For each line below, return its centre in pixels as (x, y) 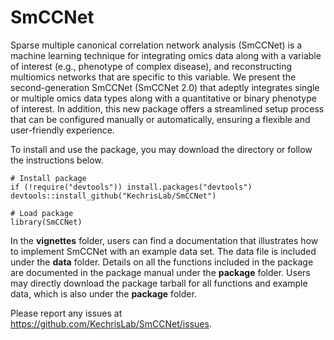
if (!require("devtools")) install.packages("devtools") (131, 187)
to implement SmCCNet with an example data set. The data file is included (163, 251)
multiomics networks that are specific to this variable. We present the (153, 77)
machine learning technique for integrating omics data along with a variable (166, 55)
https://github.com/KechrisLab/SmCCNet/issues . (111, 323)
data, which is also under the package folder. (103, 293)
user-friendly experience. (62, 130)
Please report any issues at (66, 313)
